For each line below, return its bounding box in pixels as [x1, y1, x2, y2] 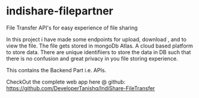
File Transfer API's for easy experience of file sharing [6, 24, 138, 31]
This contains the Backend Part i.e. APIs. [6, 66, 107, 73]
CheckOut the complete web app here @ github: [6, 78, 126, 85]
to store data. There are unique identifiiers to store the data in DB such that [6, 48, 191, 55]
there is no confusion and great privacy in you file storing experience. [6, 55, 178, 62]
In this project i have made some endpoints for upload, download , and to [6, 35, 187, 43]
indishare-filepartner [6, 4, 114, 18]
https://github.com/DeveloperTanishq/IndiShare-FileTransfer [6, 84, 155, 91]
